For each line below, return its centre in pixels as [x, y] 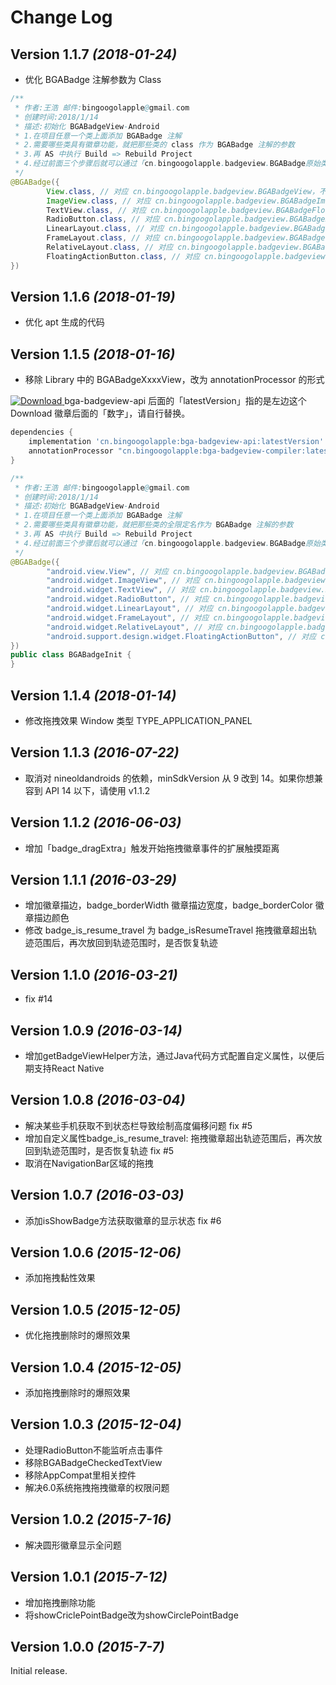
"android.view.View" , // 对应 [107, 571]
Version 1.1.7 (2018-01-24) [94, 54]
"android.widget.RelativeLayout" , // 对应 [134, 627]
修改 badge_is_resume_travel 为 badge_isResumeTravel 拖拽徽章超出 [166, 930]
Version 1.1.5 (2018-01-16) [93, 354]
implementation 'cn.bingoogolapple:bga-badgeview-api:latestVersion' [176, 442]
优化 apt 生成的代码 [64, 322]
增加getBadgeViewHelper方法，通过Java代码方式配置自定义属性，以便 [170, 1055]
